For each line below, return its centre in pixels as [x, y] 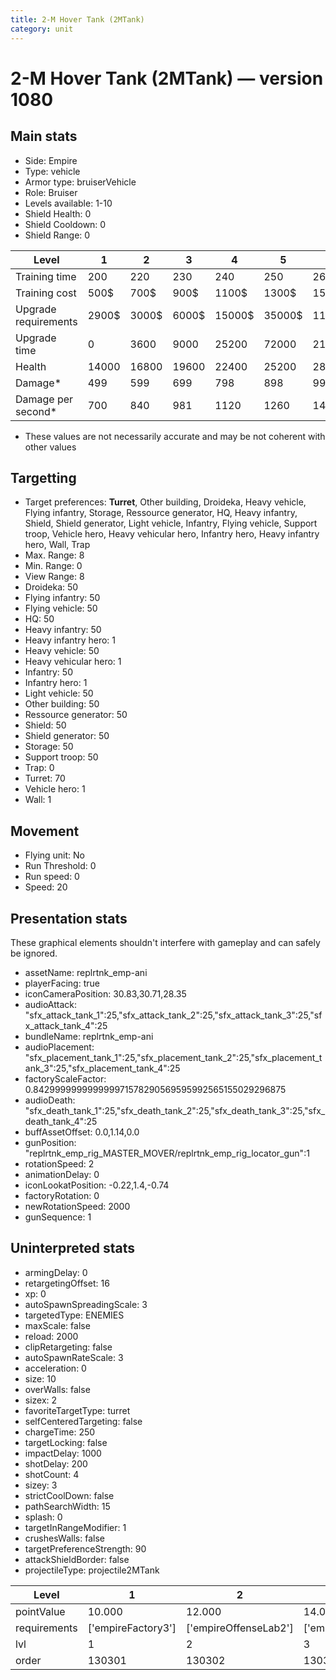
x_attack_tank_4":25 [66, 1025]
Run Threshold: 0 [60, 866]
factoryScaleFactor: [65, 1078]
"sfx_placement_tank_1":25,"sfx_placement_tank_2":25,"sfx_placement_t [173, 1057]
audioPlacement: [59, 1047]
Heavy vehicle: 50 [62, 651]
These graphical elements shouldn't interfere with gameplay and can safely [165, 942]
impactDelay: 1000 [63, 1453]
